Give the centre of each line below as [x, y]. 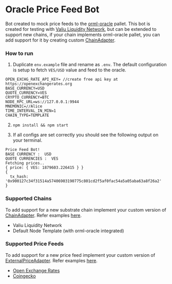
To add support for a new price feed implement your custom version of [80, 255]
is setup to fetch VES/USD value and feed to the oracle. [70, 70]
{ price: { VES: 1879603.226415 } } [44, 168]
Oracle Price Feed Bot [52, 10]
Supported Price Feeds [35, 244]
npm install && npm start [40, 125]
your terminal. [27, 140]
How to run [19, 53]
